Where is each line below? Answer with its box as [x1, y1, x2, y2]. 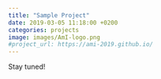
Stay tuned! [8, 62, 46, 71]
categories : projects [8, 26, 80, 34]
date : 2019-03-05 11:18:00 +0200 [8, 19, 118, 27]
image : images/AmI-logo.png [8, 33, 101, 41]
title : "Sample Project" [8, 11, 90, 20]
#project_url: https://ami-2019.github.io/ [8, 41, 154, 48]
